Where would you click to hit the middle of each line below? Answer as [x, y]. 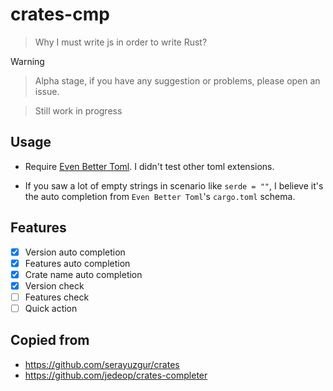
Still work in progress [78, 110]
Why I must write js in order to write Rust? [121, 42]
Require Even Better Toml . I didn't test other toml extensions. [149, 166]
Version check [54, 285]
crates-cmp [60, 14]
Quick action [51, 308]
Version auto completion [75, 252]
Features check [57, 297]
